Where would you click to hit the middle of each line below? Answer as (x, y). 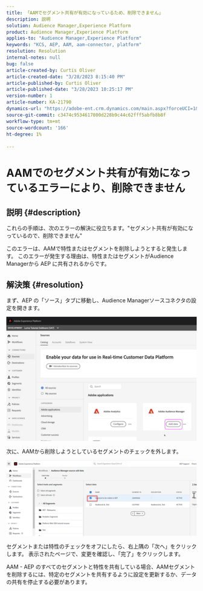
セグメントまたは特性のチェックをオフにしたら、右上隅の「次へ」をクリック (101, 546)
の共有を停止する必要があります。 (48, 582)
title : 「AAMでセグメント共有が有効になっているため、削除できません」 (85, 13)
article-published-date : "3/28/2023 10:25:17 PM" (70, 90)
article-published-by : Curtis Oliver (54, 83)
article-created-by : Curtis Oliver (51, 70)
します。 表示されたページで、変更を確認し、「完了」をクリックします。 (95, 554)
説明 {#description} (44, 212)
